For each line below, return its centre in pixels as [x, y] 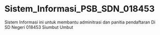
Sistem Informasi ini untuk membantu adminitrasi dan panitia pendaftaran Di [80, 22]
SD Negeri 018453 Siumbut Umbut [39, 27]
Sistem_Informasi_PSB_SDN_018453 [80, 9]
